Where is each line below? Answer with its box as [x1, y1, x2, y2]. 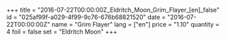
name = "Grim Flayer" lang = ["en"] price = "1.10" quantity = [51, 20, 220, 28]
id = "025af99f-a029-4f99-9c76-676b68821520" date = [6, 13, 167, 21]
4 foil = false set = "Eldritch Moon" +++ [6, 27, 117, 36]
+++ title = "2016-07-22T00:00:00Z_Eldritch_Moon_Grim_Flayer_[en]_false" [6, 6, 220, 14]
